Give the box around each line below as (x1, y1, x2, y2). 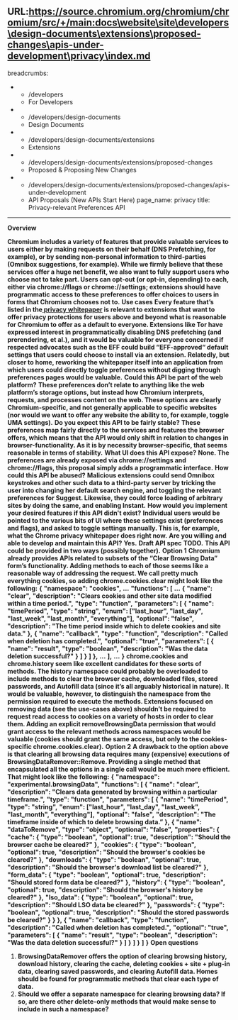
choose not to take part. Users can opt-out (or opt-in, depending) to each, (7, 275, 229, 283)
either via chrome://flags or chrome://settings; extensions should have (7, 282, 222, 291)
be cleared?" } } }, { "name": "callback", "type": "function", (7, 915, 189, 924)
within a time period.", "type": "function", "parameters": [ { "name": (7, 599, 215, 607)
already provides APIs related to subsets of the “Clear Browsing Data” (7, 553, 218, 562)
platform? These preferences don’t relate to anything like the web (7, 380, 205, 389)
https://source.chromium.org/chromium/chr (28, 6, 229, 18)
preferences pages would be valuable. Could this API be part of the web (7, 372, 223, 382)
